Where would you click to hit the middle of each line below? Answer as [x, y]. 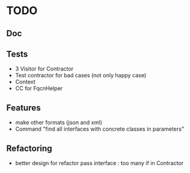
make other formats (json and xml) [59, 123]
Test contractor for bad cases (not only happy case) [81, 75]
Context [25, 82]
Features [24, 108]
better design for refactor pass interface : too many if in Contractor [99, 163]
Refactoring [29, 148]
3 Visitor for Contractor [44, 69]
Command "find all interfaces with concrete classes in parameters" [100, 129]
